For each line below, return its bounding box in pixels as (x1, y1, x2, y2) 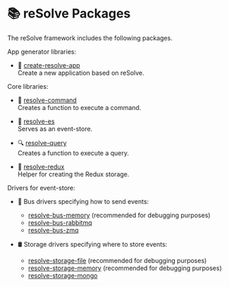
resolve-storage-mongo (27, 271, 98, 279)
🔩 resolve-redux (17, 162, 65, 171)
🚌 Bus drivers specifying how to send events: (17, 197, 149, 205)
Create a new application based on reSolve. (17, 68, 144, 77)
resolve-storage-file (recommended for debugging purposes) (27, 256, 207, 264)
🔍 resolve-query (17, 138, 67, 147)
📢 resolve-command (17, 96, 78, 104)
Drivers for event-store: (7, 183, 75, 192)
